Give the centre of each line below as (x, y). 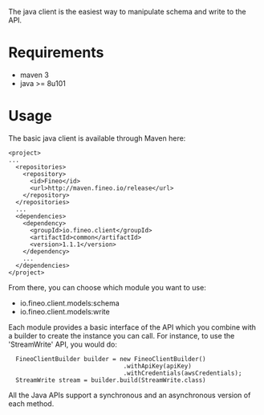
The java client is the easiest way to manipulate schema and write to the (127, 12)
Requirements (56, 53)
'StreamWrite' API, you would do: (63, 344)
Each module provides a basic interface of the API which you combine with (132, 327)
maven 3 (35, 75)
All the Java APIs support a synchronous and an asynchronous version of (130, 395)
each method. (31, 403)
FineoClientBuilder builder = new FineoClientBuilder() (111, 359)
